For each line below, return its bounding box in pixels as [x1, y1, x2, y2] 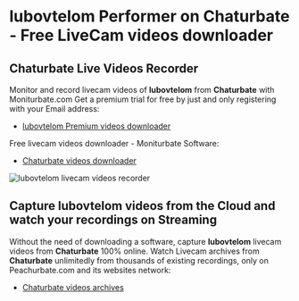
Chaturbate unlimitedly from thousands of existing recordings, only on [9, 255, 270, 265]
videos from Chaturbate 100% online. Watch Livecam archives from [9, 246, 261, 256]
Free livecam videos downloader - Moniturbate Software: [9, 138, 220, 148]
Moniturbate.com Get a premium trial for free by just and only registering [9, 94, 277, 105]
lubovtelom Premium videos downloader [21, 121, 171, 131]
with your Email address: [9, 104, 100, 113]
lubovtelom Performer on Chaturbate [9, 6, 290, 27]
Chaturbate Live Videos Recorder [9, 61, 199, 76]
